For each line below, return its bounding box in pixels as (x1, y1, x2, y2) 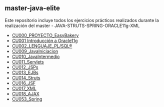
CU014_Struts (11, 74, 40, 80)
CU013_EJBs (11, 69, 38, 75)
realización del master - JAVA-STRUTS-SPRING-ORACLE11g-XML (4, 22, 140, 28)
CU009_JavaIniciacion (11, 48, 58, 54)
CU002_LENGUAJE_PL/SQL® (11, 42, 72, 49)
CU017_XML (11, 85, 37, 91)
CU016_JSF (11, 80, 36, 86)
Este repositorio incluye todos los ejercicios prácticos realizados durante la (4, 17, 159, 23)
